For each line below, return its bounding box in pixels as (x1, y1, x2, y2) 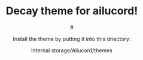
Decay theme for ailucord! (5, 4, 138, 18)
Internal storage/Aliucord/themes (31, 46, 113, 54)
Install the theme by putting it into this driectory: (13, 35, 131, 42)
